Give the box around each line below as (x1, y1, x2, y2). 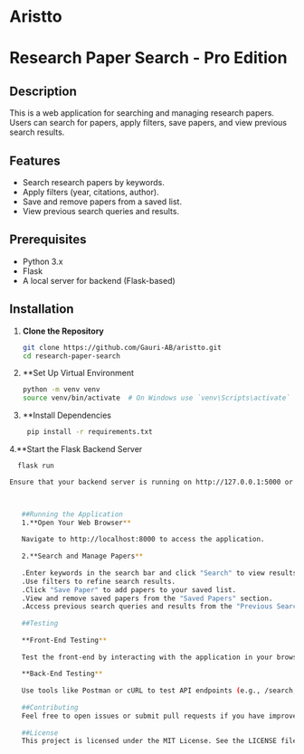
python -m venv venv (22, 385, 100, 394)
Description (9, 83, 77, 99)
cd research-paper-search (22, 351, 120, 361)
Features (9, 153, 61, 168)
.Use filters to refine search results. (21, 577, 176, 586)
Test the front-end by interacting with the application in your (21, 653, 273, 662)
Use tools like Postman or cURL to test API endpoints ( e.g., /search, (21, 686, 298, 695)
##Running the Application (21, 509, 124, 519)
